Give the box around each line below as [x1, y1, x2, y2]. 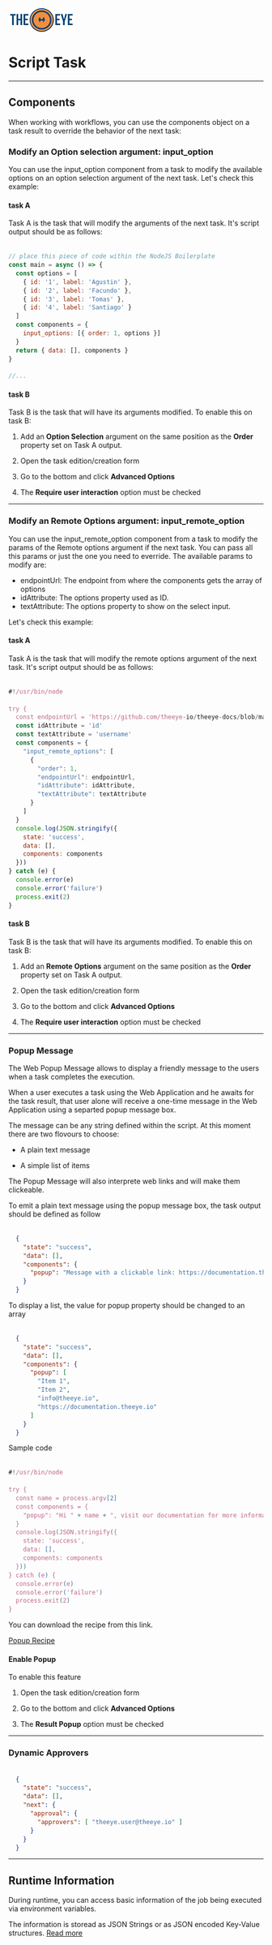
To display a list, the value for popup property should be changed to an [8, 1301, 245, 1311]
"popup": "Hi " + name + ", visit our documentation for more [23, 1511, 237, 1519]
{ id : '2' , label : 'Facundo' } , [23, 286, 132, 294]
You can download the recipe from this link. [8, 1620, 154, 1629]
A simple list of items [19, 1161, 91, 1170]
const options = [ [15, 269, 79, 277]
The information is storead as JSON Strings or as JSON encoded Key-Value [8, 1920, 261, 1930]
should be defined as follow [8, 1209, 101, 1219]
